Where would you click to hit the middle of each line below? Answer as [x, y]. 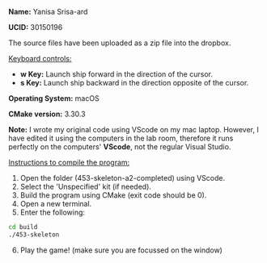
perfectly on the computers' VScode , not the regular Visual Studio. [120, 147]
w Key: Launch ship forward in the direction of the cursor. [116, 74]
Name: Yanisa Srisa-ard [48, 12]
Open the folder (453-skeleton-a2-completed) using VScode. [122, 178]
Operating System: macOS [54, 98]
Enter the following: [53, 212]
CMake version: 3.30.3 [47, 114]
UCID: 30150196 [36, 27]
